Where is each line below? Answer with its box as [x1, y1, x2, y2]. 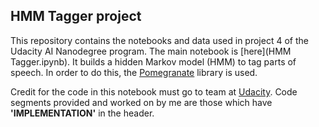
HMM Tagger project [10, 8, 142, 25]
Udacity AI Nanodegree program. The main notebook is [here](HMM [10, 45, 292, 57]
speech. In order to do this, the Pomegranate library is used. [10, 66, 258, 78]
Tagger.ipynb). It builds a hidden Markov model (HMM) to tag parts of [10, 55, 297, 68]
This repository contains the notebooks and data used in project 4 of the [10, 34, 309, 46]
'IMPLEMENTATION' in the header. [10, 107, 155, 119]
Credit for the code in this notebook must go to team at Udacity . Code [10, 85, 298, 98]
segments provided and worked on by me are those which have [10, 96, 273, 108]
